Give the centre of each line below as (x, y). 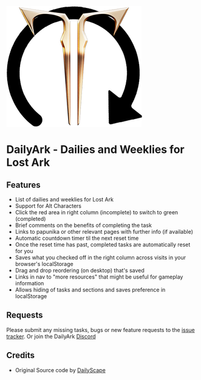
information (29, 283)
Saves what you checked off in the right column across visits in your (101, 257)
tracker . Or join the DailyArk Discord (51, 336)
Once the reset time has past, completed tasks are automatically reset (103, 245)
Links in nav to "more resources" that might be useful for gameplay (99, 277)
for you (24, 251)
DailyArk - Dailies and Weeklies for (95, 150)
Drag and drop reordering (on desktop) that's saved (80, 270)
